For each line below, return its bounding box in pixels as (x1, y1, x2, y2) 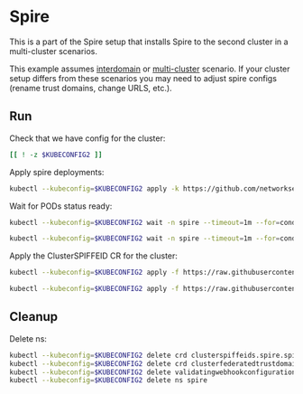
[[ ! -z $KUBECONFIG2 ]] (9, 150, 103, 159)
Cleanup (9, 309, 59, 324)
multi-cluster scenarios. (9, 45, 97, 56)
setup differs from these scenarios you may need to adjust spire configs (9, 72, 278, 83)
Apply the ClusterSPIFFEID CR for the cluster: (9, 250, 179, 261)
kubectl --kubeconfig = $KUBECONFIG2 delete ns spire (9, 376, 207, 385)
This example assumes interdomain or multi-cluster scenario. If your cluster (9, 63, 290, 74)
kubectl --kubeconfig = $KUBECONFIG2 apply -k (9, 183, 179, 193)
